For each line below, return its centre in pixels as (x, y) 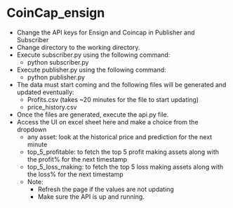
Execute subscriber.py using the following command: (93, 55)
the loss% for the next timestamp (75, 174)
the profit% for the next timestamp (77, 159)
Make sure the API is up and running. (91, 196)
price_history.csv (52, 107)
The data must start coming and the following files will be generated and (121, 84)
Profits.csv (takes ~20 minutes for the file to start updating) (113, 99)
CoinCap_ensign (56, 13)
